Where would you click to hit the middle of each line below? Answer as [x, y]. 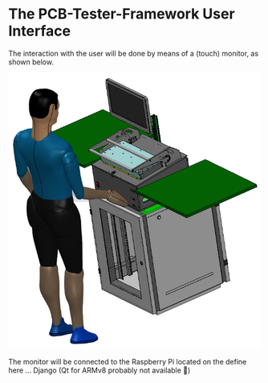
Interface [39, 31]
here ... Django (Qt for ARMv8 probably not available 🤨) [99, 370]
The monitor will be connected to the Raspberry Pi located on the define [128, 362]
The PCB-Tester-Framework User [122, 14]
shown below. [31, 62]
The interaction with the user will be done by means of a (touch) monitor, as [134, 53]
